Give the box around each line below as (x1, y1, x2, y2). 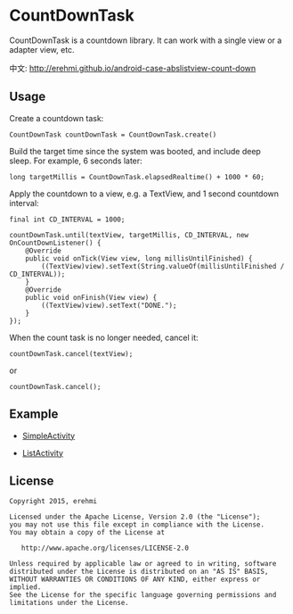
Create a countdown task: (9, 112, 104, 123)
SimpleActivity (21, 430, 76, 441)
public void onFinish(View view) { (25, 293, 158, 302)
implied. (9, 583, 42, 592)
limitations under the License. (9, 599, 129, 608)
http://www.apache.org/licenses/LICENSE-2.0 (20, 543, 190, 553)
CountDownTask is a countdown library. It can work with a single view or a (9, 35, 282, 46)
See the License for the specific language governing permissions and (9, 591, 277, 600)
